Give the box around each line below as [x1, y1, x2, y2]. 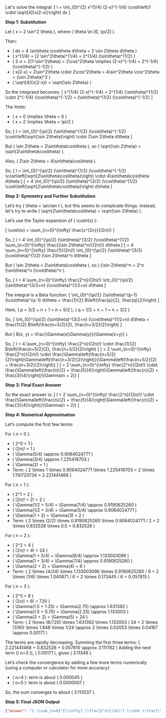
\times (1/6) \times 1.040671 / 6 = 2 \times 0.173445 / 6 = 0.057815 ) [12, 574, 150, 579]
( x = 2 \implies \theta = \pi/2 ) [12, 119, 74, 124]
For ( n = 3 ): [5, 583, 31, 589]
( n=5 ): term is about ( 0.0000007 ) [12, 680, 85, 685]
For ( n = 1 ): [5, 482, 30, 488]
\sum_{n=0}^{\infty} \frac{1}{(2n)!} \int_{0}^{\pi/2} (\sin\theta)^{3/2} [5, 247, 143, 253]
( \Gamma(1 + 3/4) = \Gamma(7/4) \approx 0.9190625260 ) [12, 558, 133, 564]
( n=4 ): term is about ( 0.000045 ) [12, 674, 83, 680]
